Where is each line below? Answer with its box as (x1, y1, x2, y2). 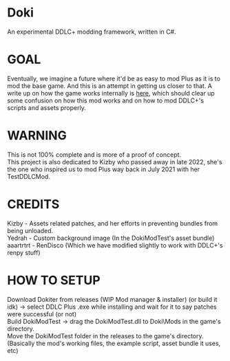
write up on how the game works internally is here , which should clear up (7, 89, 215, 97)
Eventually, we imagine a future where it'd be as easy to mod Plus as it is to (7, 74, 220, 83)
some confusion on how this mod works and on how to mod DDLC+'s (7, 96, 205, 105)
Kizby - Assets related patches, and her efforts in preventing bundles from (7, 219, 218, 228)
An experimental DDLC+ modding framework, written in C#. (7, 28, 177, 36)
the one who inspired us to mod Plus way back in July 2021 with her (7, 165, 200, 173)
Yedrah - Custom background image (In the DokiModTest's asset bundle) (7, 234, 215, 242)
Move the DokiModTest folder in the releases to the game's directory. (7, 331, 205, 340)
